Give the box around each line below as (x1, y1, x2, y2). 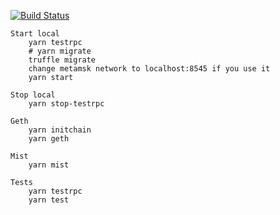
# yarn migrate (28, 46, 92, 56)
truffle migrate (28, 55, 97, 65)
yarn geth (28, 134, 70, 144)
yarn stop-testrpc (28, 99, 105, 109)
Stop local (10, 90, 56, 100)
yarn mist (28, 160, 70, 170)
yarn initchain (28, 125, 92, 135)
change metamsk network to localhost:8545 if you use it (28, 64, 271, 74)
